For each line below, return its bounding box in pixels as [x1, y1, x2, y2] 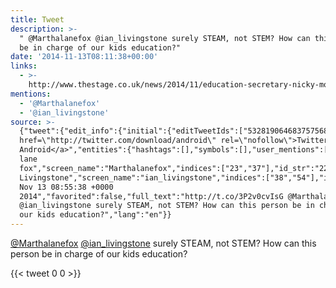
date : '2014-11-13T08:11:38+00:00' [10, 52, 159, 62]
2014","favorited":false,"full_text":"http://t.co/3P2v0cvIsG [19, 191, 284, 201]
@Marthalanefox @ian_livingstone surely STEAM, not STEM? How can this [10, 237, 317, 249]
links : [10, 61, 38, 71]
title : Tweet [10, 14, 65, 25]
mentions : [10, 89, 52, 99]
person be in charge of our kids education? [10, 248, 188, 260]
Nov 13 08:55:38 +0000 [19, 182, 114, 192]
